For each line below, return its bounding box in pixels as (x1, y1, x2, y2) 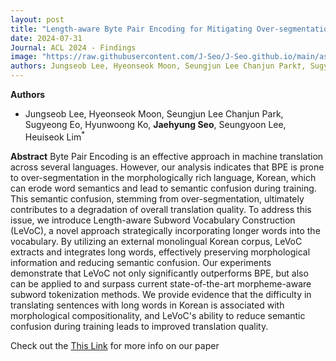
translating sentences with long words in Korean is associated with (10, 299, 285, 311)
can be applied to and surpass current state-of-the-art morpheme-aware (10, 277, 312, 290)
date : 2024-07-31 (10, 33, 83, 43)
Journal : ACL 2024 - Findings (10, 42, 137, 53)
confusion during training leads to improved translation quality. (10, 320, 269, 332)
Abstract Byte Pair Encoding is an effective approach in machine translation (10, 150, 324, 162)
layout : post (10, 14, 65, 25)
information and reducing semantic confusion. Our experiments (10, 256, 272, 268)
